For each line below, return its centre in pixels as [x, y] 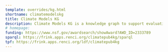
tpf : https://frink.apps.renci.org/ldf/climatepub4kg [62, 42]
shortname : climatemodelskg [34, 14]
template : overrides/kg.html [35, 10]
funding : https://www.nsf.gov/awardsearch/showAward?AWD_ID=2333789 [78, 33]
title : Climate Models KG [32, 19]
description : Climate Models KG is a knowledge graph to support [74, 24]
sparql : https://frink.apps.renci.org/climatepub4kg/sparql [69, 38]
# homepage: [17, 28]
